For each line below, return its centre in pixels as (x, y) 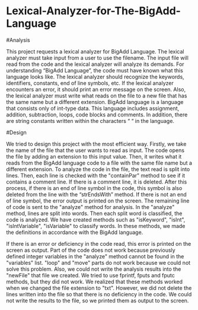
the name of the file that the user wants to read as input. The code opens (95, 150)
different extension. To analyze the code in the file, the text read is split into (98, 169)
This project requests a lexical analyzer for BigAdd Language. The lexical (95, 51)
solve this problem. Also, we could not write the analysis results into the (94, 269)
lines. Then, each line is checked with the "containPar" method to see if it (96, 175)
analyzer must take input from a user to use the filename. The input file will (97, 58)
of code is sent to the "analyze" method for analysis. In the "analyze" (90, 207)
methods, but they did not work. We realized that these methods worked (94, 281)
